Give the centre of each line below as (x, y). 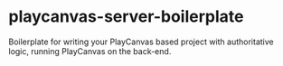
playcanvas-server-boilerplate (126, 17)
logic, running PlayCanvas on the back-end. (90, 51)
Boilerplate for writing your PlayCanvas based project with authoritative (141, 42)
